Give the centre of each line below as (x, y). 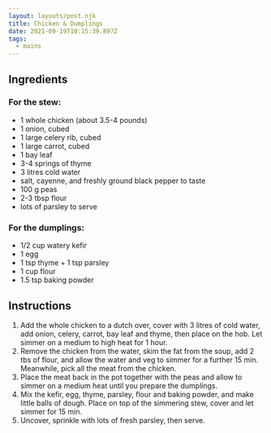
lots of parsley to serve (58, 206)
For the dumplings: (47, 227)
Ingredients (38, 79)
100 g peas (39, 189)
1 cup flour (38, 271)
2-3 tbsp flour (43, 198)
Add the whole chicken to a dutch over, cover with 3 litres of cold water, (140, 325)
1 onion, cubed (45, 129)
